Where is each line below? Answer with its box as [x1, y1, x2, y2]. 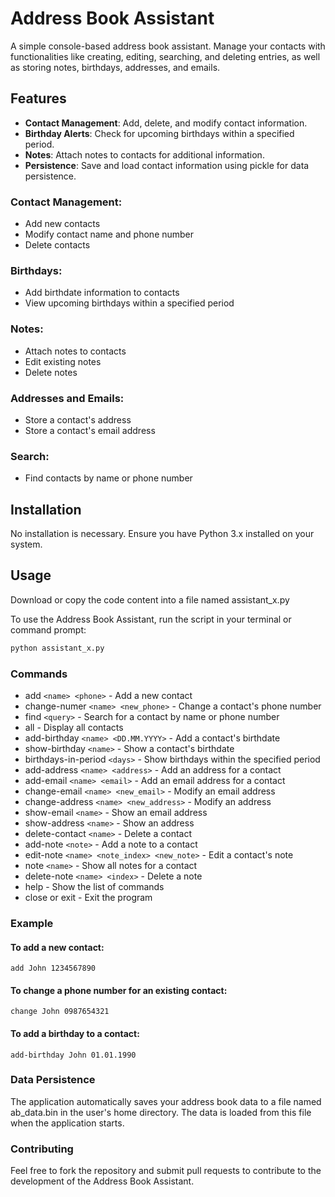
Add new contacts [24, 218, 101, 230]
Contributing [10, 1142, 74, 1156]
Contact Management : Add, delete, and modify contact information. [24, 117, 308, 129]
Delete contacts [24, 239, 91, 251]
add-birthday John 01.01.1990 [10, 1050, 137, 1060]
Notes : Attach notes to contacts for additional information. [24, 148, 265, 161]
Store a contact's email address [24, 424, 156, 436]
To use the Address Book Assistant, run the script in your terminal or [10, 613, 292, 625]
